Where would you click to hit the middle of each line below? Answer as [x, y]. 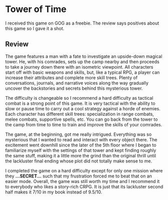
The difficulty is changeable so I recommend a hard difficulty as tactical [79, 98]
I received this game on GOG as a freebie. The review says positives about [82, 23]
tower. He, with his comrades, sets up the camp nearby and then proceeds [82, 62]
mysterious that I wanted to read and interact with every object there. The [81, 139]
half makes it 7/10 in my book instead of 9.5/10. [54, 192]
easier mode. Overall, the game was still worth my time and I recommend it [82, 181]
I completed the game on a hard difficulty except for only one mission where [84, 170]
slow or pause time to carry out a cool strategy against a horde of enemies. [83, 108]
